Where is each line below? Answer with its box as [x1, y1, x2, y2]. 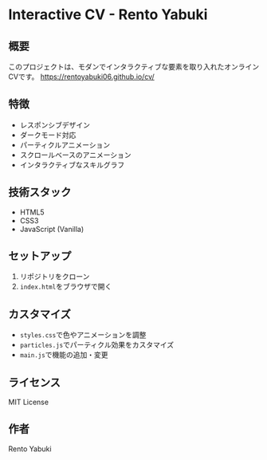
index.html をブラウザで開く [19, 281, 112, 292]
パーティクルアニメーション [19, 140, 110, 149]
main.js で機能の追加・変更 [19, 350, 108, 360]
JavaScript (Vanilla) [19, 224, 84, 234]
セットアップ [8, 250, 72, 263]
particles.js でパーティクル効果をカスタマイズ [19, 340, 175, 350]
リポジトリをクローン [19, 272, 90, 281]
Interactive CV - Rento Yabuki [8, 6, 208, 24]
